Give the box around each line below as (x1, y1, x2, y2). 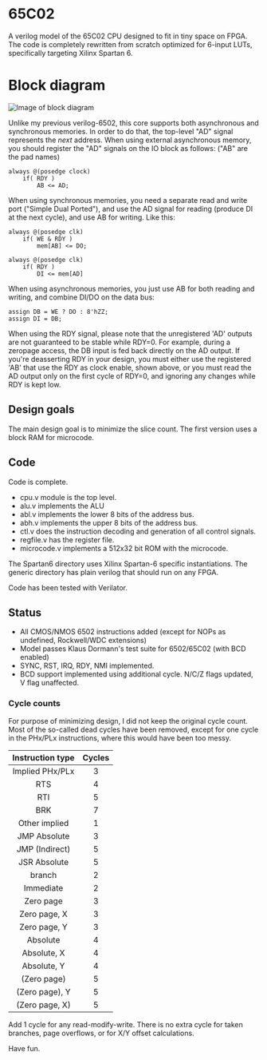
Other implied (18, 817, 69, 828)
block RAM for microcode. (8, 432, 94, 442)
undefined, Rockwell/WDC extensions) (19, 636, 147, 645)
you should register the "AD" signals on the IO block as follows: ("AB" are (8, 143, 249, 153)
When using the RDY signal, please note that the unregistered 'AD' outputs (8, 328, 253, 338)
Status (8, 605, 42, 619)
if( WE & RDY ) (22, 235, 73, 243)
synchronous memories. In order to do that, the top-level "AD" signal (8, 126, 234, 136)
